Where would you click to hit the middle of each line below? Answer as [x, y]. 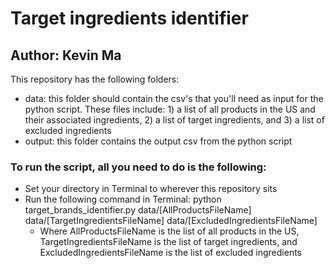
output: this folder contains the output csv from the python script [158, 141]
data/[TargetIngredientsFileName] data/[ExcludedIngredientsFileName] [171, 221]
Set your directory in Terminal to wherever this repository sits [151, 189]
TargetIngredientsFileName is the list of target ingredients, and [168, 242]
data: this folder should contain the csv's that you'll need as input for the [174, 98]
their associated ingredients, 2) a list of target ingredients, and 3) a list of [174, 120]
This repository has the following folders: [95, 79]
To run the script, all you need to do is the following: [138, 167]
